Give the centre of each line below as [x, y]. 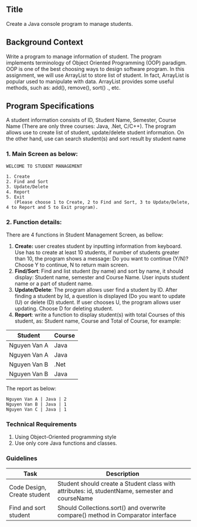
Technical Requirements [42, 424]
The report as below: [31, 389]
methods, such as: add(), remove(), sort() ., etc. [64, 87]
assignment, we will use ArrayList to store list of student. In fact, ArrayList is [98, 75]
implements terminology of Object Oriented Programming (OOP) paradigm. [96, 63]
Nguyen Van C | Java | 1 [36, 410]
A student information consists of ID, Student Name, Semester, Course [91, 120]
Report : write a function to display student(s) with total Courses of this [100, 315]
